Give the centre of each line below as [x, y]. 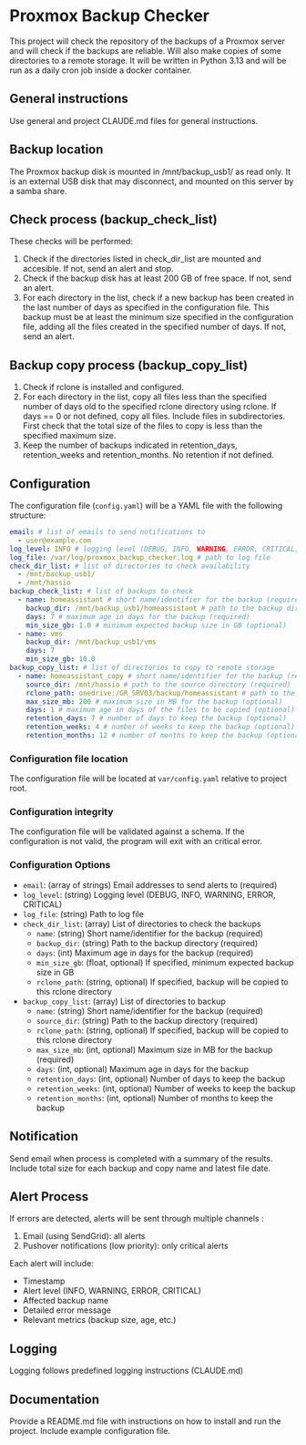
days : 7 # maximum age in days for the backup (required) [138, 616]
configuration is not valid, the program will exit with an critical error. [136, 841]
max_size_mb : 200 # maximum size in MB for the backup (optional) [154, 702]
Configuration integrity [61, 812]
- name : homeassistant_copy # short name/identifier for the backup [150, 676]
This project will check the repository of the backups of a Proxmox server [147, 41]
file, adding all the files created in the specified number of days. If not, [154, 327]
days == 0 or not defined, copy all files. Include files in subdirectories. [154, 417]
